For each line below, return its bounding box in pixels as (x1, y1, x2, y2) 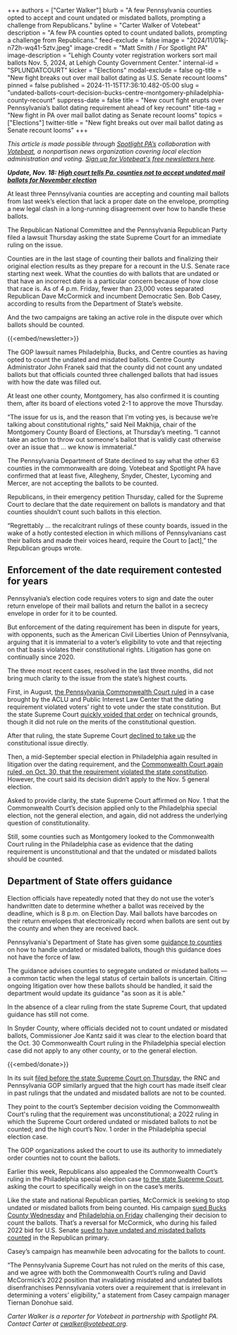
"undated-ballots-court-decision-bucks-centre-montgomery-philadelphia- (7, 88, 224, 97)
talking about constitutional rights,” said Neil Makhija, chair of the (7, 420, 196, 429)
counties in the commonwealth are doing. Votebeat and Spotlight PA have (7, 464, 221, 472)
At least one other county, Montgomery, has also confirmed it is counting (7, 392, 220, 400)
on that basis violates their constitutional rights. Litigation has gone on (7, 645, 211, 654)
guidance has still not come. (7, 1010, 90, 1019)
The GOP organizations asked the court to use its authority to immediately (7, 1146, 222, 1154)
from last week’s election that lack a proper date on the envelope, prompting (7, 197, 229, 205)
